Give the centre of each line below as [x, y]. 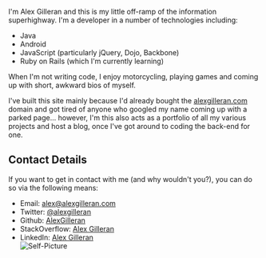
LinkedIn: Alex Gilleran [57, 237]
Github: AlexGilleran [53, 220]
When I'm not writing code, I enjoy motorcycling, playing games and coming [133, 77]
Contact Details [48, 160]
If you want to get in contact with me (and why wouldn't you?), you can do [131, 179]
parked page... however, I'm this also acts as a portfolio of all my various [127, 118]
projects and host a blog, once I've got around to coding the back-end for [129, 126]
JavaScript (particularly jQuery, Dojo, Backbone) [99, 52]
